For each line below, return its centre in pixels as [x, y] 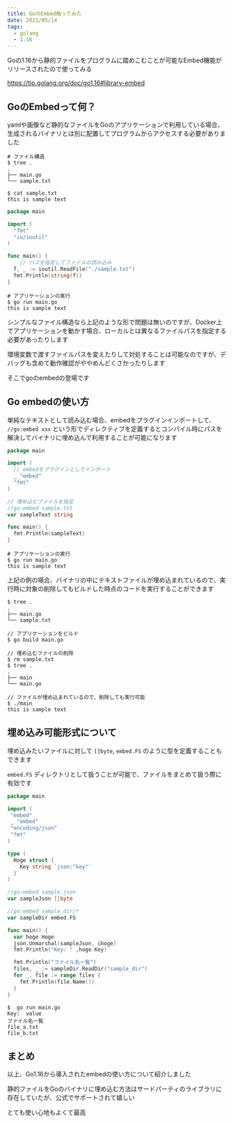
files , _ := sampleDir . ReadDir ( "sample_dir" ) [81, 969]
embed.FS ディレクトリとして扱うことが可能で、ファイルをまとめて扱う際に [115, 774]
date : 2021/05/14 [32, 20]
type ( [17, 854]
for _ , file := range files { [57, 976]
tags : [15, 26]
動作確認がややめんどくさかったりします [107, 362]
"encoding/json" [34, 828]
